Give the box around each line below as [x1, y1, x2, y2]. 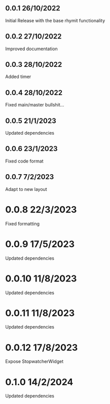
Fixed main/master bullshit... [5, 102, 64, 108]
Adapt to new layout [5, 186, 47, 192]
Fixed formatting [5, 220, 40, 227]
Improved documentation [5, 46, 58, 52]
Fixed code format [5, 158, 44, 164]
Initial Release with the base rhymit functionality [5, 17, 105, 23]
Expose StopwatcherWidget [5, 358, 64, 365]
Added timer [5, 73, 31, 80]
